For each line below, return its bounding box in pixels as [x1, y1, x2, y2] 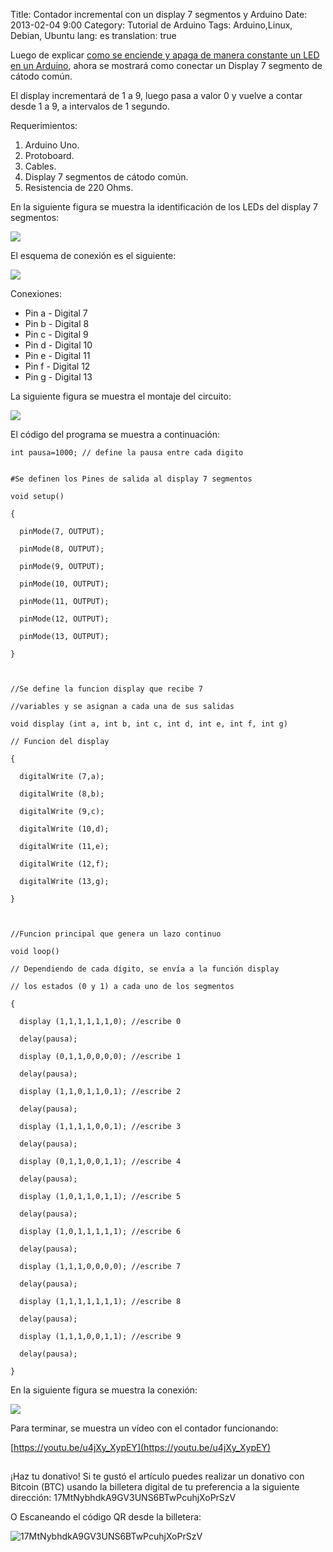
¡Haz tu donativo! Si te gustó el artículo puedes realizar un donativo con [10, 1470, 305, 1483]
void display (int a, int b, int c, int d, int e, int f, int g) [10, 719, 288, 729]
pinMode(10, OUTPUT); [19, 579, 110, 589]
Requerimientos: [10, 120, 78, 131]
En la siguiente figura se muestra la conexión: [10, 1384, 198, 1396]
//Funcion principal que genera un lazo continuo [10, 929, 222, 939]
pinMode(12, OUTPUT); [19, 614, 110, 624]
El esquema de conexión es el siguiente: [10, 250, 177, 261]
